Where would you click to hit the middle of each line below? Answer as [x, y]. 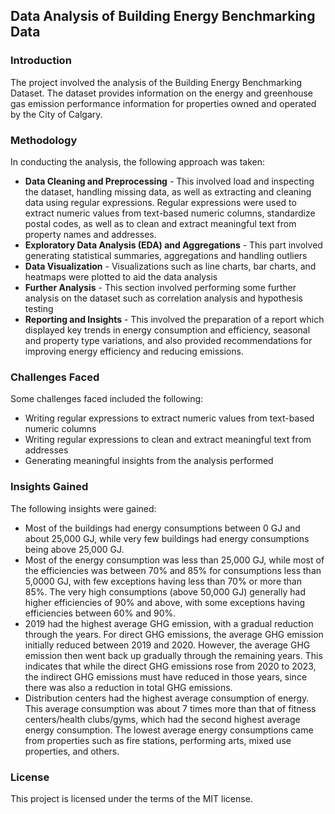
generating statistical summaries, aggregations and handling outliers [166, 255]
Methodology [44, 140]
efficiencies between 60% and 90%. [100, 613]
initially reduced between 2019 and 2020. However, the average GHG [167, 645]
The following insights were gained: [83, 508]
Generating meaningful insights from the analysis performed [149, 461]
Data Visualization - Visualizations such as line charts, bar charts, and [170, 266]
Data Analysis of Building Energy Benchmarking [163, 16]
